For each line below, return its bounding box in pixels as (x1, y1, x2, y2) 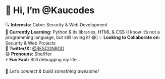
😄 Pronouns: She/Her (5, 51, 52, 57)
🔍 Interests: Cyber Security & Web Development (5, 21, 107, 27)
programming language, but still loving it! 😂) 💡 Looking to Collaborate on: (5, 34, 160, 40)
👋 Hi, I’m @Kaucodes (5, 5, 95, 16)
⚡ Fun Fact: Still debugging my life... (5, 56, 81, 62)
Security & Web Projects (5, 40, 56, 46)
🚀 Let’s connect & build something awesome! (5, 68, 99, 74)
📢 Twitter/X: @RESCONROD (5, 45, 65, 51)
